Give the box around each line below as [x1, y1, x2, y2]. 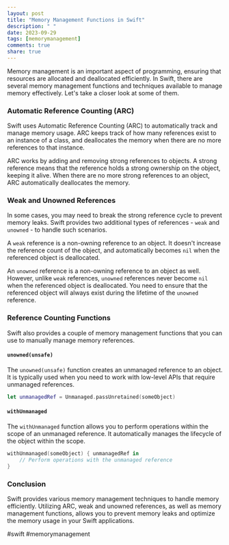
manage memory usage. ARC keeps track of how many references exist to [7, 129, 217, 137]
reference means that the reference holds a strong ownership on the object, [7, 164, 221, 172]
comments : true [7, 42, 51, 49]
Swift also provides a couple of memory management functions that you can [7, 328, 223, 337]
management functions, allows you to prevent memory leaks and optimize [7, 509, 215, 518]
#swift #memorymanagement [7, 529, 90, 538]
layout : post [7, 10, 44, 17]
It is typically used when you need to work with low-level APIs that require [7, 373, 215, 381]
